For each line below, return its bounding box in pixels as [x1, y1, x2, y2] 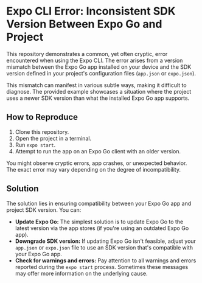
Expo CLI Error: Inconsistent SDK [6, 4, 176, 18]
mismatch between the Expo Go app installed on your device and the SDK [6, 63, 192, 71]
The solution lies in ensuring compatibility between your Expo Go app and [6, 200, 192, 207]
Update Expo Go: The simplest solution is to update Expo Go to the [15, 218, 184, 225]
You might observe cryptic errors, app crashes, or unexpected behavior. [6, 159, 187, 167]
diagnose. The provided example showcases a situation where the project [6, 88, 192, 95]
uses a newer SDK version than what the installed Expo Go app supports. [6, 94, 190, 102]
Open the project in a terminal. [15, 135, 92, 142]
